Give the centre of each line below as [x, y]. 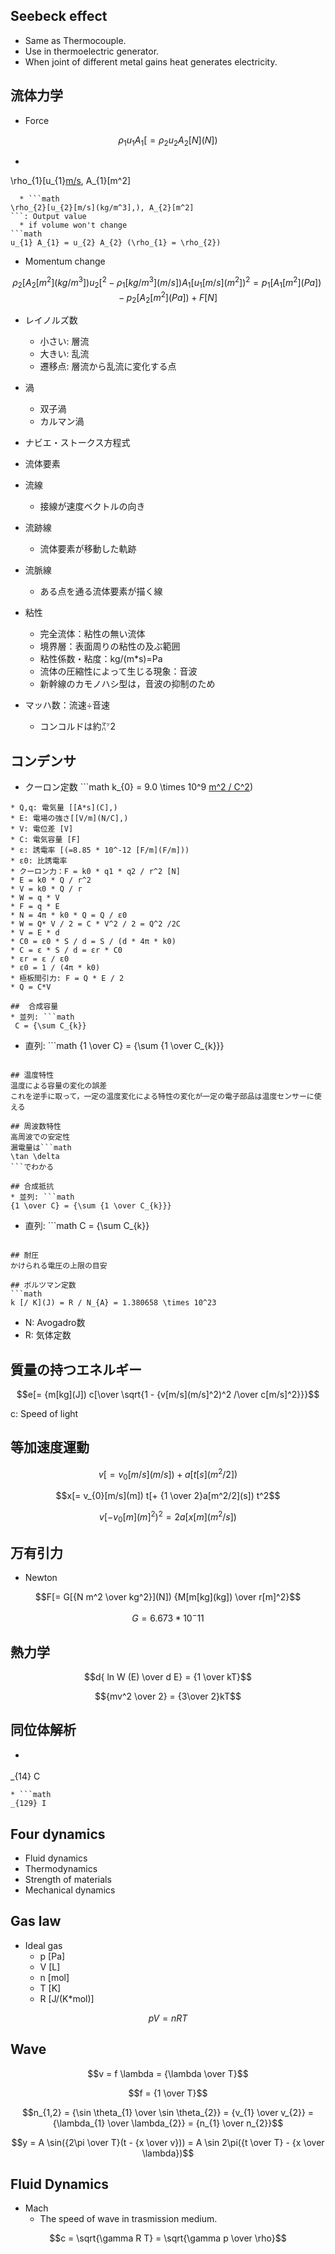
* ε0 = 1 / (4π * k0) [55, 968]
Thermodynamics [61, 1868]
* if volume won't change [73, 225]
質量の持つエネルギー [76, 1369]
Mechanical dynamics [70, 1890]
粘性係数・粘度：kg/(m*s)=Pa [101, 659]
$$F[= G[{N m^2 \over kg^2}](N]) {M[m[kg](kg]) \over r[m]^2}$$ [168, 1597]
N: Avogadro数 [55, 1323]
